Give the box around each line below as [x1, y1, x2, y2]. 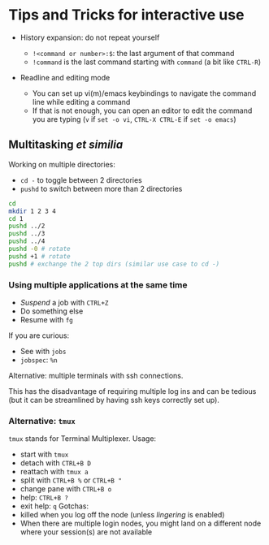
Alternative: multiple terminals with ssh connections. [8, 370, 184, 380]
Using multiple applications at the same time [8, 279, 188, 290]
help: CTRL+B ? [20, 493, 69, 503]
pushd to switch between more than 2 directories [20, 184, 183, 193]
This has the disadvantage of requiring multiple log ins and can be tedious [8, 386, 257, 396]
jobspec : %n [20, 355, 59, 365]
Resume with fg [20, 314, 73, 324]
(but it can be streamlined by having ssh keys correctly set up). [8, 395, 219, 404]
